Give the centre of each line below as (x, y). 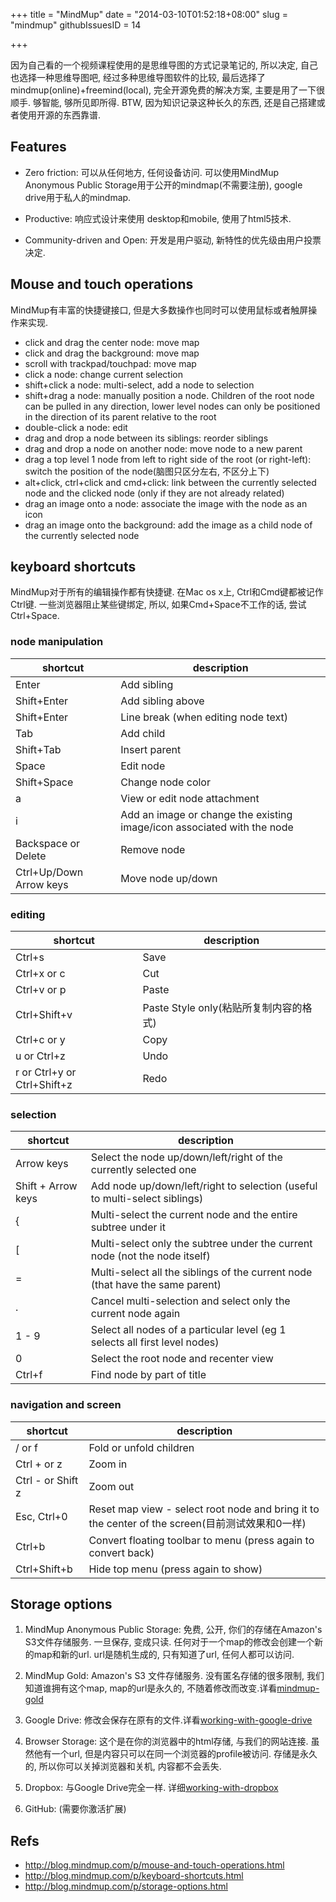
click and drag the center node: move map (112, 342)
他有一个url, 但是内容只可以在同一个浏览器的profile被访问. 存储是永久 (175, 1754)
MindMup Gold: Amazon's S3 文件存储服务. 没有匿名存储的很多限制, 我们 (174, 1676)
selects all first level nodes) (155, 1342)
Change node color (165, 782)
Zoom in (108, 1464)
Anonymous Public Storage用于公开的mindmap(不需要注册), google (163, 185)
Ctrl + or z (39, 1464)
